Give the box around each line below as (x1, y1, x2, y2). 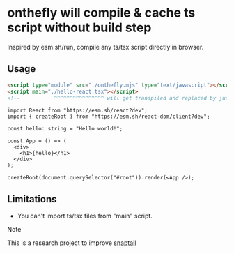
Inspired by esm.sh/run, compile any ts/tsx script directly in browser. (7, 43, 204, 51)
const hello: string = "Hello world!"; (7, 126, 123, 133)
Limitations (7, 193, 57, 205)
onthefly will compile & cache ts (7, 5, 196, 21)
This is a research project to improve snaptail (7, 239, 136, 247)
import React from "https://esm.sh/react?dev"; (7, 107, 148, 114)
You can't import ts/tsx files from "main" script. (17, 211, 153, 221)
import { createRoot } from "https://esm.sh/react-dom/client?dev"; (7, 113, 210, 120)
